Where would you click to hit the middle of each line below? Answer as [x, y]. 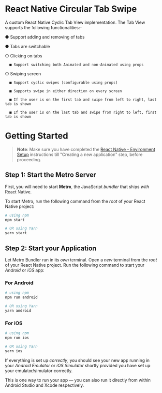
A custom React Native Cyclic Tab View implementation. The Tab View [75, 22]
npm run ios [17, 338]
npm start [15, 220]
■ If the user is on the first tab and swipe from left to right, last [83, 100]
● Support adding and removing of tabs [45, 37]
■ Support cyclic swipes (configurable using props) [64, 83]
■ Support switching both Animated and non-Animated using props [77, 65]
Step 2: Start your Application [51, 248]
